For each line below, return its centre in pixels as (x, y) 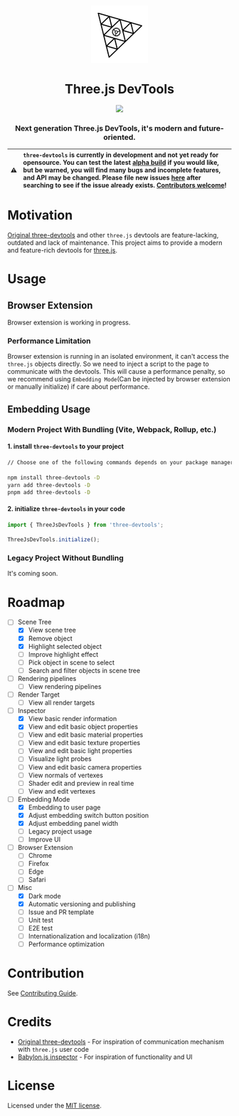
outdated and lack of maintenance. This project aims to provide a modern (115, 243)
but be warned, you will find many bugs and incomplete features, (122, 170)
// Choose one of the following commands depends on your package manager (121, 462)
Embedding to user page (64, 807)
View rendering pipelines (65, 686)
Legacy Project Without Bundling (66, 558)
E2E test (41, 928)
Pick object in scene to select (71, 662)
